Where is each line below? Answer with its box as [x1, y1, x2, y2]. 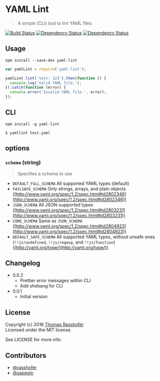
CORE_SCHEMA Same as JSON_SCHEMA [12, 218, 83, 224]
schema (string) [5, 159, 41, 166]
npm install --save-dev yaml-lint [5, 58, 78, 63]
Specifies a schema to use [17, 170, 73, 176]
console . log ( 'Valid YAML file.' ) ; [10, 80, 82, 85]
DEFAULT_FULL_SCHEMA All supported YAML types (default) [12, 180, 129, 186]
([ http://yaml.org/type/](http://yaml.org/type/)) [12, 244, 109, 250]
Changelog [5, 259, 41, 267]
